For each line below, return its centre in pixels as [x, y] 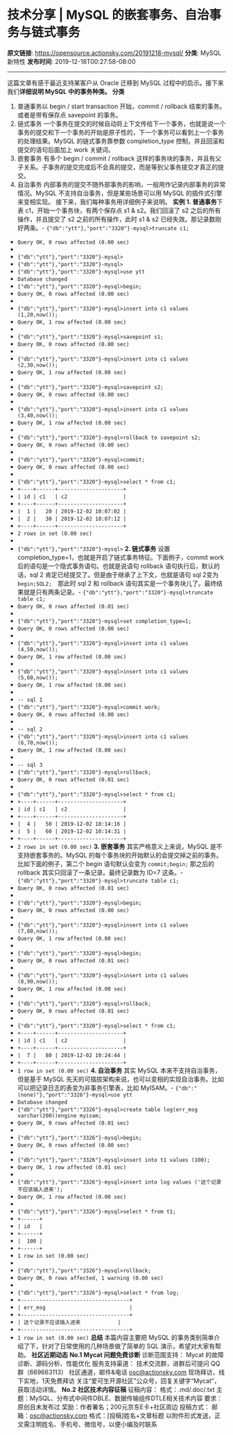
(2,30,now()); [37, 365]
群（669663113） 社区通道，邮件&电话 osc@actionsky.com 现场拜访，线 [121, 1372]
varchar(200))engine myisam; [59, 1115]
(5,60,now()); [37, 678]
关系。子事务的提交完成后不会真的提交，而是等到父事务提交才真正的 [121, 167]
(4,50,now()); [37, 649]
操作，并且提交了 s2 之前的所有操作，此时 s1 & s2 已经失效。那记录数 [116, 219]
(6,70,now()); [37, 743]
